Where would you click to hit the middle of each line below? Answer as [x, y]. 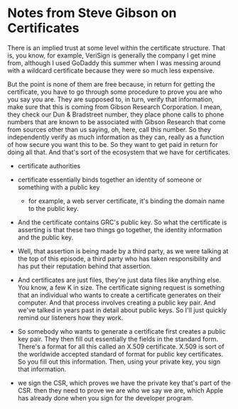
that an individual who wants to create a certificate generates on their [119, 295]
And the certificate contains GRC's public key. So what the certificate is [122, 222]
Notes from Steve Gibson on [92, 13]
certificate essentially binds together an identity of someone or [110, 180]
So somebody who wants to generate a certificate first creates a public [121, 331]
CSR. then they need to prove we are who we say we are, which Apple [120, 390]
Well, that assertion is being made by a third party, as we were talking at [123, 251]
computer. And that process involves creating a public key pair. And [117, 302]
